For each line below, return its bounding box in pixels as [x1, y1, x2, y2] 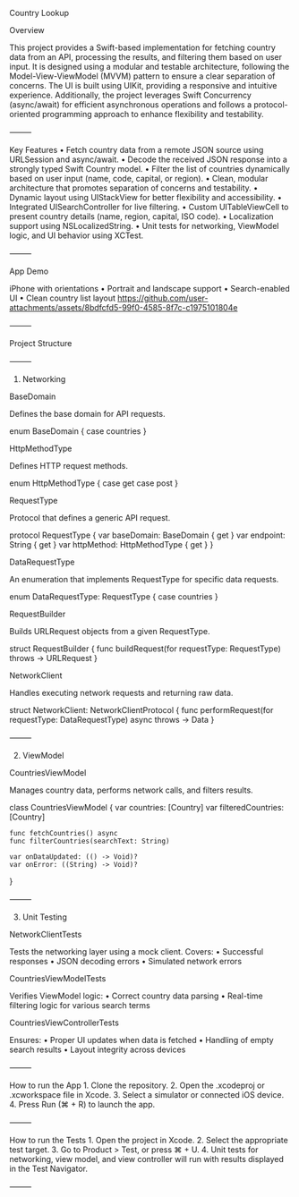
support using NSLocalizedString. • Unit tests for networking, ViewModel [9, 221, 279, 231]
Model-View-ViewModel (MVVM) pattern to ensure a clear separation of [9, 71, 276, 81]
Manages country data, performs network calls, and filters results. [9, 785, 253, 795]
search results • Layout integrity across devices [9, 1044, 186, 1055]
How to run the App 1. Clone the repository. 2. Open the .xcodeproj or [9, 1080, 266, 1091]
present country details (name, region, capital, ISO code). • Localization [9, 211, 275, 222]
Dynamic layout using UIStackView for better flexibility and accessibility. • [9, 192, 282, 202]
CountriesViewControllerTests [9, 1017, 119, 1028]
